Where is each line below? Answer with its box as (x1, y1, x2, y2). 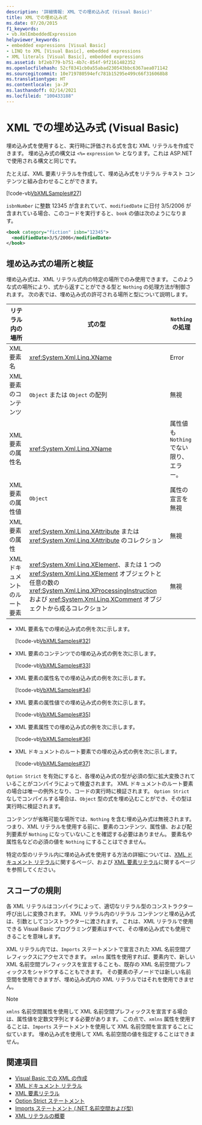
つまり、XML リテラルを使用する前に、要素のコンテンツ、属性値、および (6, 823, 187, 830)
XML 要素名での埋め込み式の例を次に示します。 (14, 625, 133, 633)
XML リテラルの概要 (14, 1112, 65, 1120)
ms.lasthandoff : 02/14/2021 (6, 88, 77, 94)
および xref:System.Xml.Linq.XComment (29, 595, 142, 604)
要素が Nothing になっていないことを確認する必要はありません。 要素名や (11, 830, 192, 838)
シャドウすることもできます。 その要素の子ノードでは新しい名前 (32, 968, 191, 975)
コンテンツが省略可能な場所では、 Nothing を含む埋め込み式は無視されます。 (6, 815, 195, 823)
